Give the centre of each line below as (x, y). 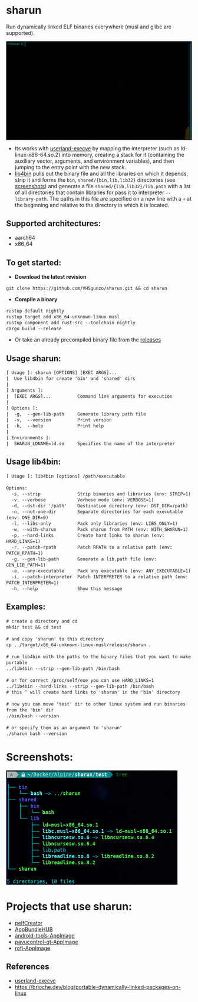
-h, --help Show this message (67, 589)
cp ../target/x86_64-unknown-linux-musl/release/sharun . (79, 645)
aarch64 (25, 238)
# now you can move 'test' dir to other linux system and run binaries (96, 704)
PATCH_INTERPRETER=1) (33, 583)
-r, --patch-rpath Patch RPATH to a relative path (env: (92, 547)
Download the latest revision (50, 277)
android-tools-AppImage (44, 935)
